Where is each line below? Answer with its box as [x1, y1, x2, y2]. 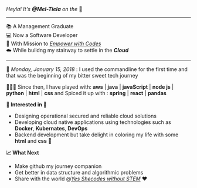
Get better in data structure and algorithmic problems [14, 169, 144, 176]
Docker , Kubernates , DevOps [14, 125, 88, 132]
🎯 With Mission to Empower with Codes [6, 40, 101, 47]
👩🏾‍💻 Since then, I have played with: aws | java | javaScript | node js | [6, 83, 174, 90]
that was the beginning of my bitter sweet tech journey [6, 72, 138, 79]
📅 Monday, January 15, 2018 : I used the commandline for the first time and [6, 66, 188, 73]
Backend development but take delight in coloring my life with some [14, 131, 179, 138]
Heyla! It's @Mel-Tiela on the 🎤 [6, 6, 83, 12]
